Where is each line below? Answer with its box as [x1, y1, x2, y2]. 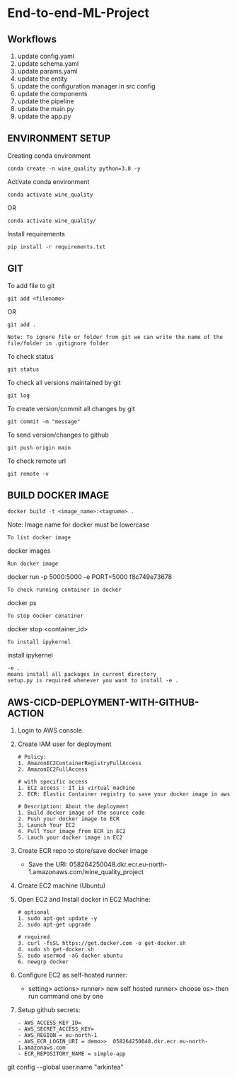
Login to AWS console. [17, 726, 84, 735]
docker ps [7, 599, 37, 607]
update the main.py [17, 105, 74, 113]
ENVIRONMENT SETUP [7, 132, 111, 144]
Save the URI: [28, 860, 69, 868]
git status [7, 366, 40, 373]
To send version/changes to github [7, 430, 110, 439]
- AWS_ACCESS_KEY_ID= [17, 1019, 81, 1027]
